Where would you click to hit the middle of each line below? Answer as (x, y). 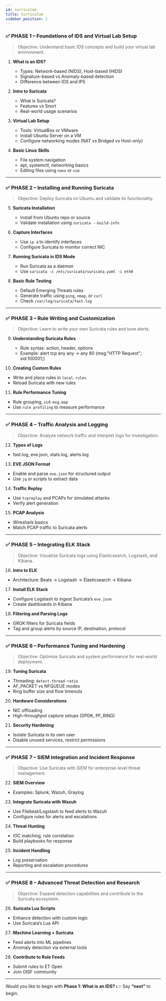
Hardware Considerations (40, 701)
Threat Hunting (29, 826)
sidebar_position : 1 (27, 19)
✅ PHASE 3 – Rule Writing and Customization (60, 318)
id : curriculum (21, 10)
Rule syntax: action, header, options (56, 348)
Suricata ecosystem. (38, 899)
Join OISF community (35, 971)
